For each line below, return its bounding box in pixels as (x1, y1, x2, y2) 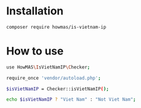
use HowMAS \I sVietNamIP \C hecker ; (6, 64, 90, 70)
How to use (6, 44, 64, 58)
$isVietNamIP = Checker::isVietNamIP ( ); (6, 86, 110, 92)
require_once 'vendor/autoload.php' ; (6, 75, 101, 81)
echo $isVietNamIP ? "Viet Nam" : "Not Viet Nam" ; (6, 97, 136, 103)
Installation (6, 4, 64, 18)
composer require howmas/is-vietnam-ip (6, 24, 107, 30)
